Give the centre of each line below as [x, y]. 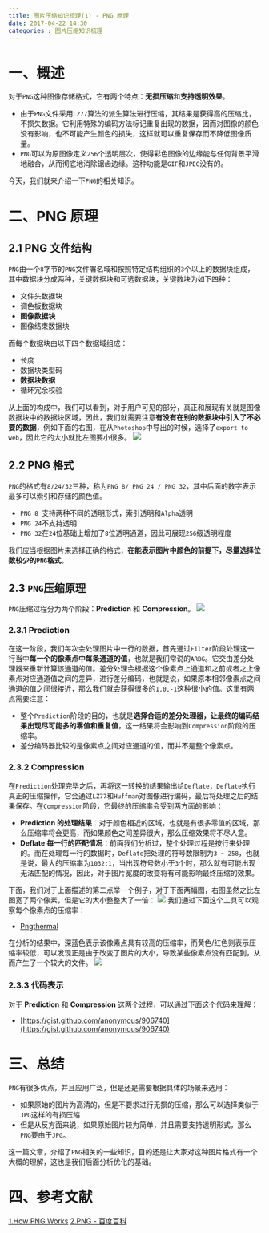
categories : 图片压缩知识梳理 [56, 30]
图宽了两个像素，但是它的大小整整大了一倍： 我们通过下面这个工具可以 [130, 900]
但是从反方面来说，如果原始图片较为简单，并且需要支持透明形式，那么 [136, 1125]
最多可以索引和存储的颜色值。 [57, 496]
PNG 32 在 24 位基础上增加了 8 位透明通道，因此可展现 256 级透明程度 [126, 533]
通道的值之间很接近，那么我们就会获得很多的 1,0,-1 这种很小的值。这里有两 [131, 689]
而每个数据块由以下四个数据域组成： [68, 343]
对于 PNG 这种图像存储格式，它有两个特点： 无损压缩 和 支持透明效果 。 [119, 96]
